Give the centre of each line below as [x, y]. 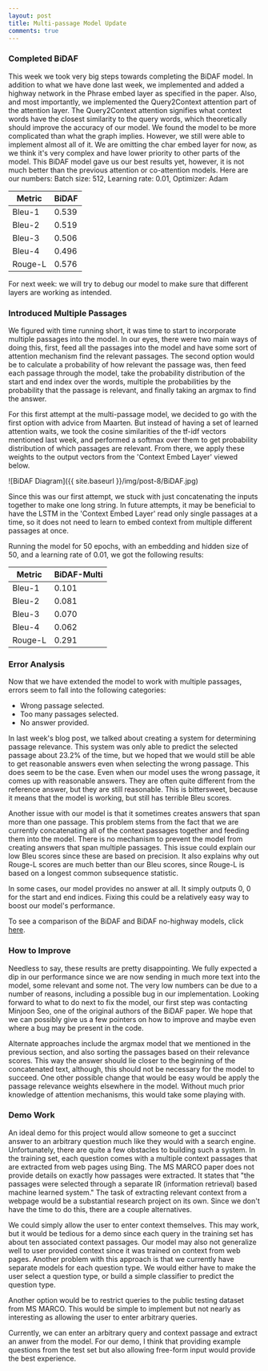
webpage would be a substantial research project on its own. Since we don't [134, 1201]
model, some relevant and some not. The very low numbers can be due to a [133, 985]
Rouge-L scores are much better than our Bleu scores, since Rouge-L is [127, 865]
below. [19, 465]
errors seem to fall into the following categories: [87, 690]
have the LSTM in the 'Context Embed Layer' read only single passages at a [133, 513]
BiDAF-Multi [78, 574]
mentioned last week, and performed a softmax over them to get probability [133, 440]
